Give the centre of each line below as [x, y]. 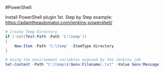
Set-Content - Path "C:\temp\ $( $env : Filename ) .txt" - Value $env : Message [82, 65]
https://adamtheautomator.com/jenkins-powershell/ [59, 23]
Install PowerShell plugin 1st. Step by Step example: [59, 17]
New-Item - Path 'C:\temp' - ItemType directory [64, 46]
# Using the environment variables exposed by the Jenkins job [73, 60]
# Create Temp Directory [31, 32]
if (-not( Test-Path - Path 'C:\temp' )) [46, 37]
